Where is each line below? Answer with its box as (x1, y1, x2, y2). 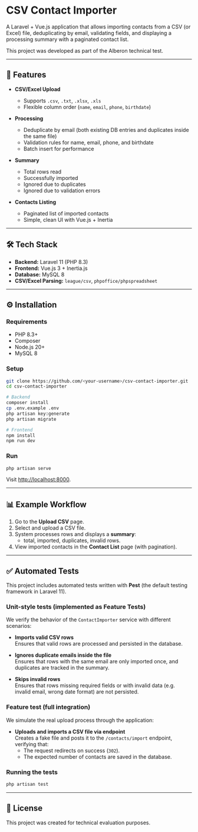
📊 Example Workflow (6, 499, 87, 509)
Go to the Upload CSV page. (14, 518, 84, 525)
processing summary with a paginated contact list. (6, 36, 129, 43)
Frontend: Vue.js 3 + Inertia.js (14, 265, 88, 272)
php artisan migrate (6, 416, 57, 422)
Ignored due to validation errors (23, 187, 101, 194)
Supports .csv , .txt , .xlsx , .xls (23, 97, 101, 104)
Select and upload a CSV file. (14, 524, 86, 531)
